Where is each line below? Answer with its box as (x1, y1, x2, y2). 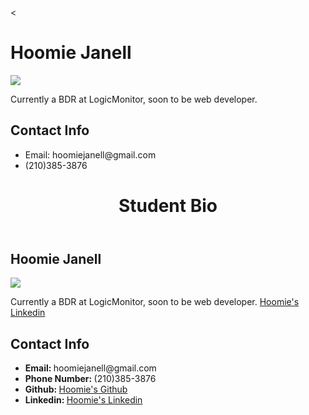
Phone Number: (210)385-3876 (24, 373, 157, 385)
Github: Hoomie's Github (24, 383, 128, 396)
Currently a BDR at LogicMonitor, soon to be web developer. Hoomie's (10, 296, 300, 308)
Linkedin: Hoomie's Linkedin (24, 394, 143, 406)
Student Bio (118, 194, 218, 217)
